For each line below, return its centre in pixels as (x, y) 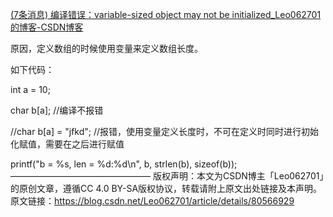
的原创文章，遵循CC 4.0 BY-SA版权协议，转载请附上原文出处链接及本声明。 (166, 188)
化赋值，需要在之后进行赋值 (67, 144)
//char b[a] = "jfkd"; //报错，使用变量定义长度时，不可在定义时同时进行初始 (165, 131)
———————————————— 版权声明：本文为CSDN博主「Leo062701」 (167, 176)
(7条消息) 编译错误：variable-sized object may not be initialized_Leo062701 (166, 14)
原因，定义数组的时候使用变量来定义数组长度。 (106, 48)
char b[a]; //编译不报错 (57, 110)
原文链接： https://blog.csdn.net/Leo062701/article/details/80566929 (152, 201)
